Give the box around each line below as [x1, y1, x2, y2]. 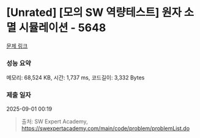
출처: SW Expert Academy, [21, 117, 88, 125]
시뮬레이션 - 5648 [18, 21, 106, 35]
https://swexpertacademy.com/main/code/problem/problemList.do [21, 125, 190, 132]
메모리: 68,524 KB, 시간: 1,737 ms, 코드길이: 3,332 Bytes [6, 74, 145, 81]
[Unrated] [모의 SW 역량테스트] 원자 [6, 5, 182, 20]
